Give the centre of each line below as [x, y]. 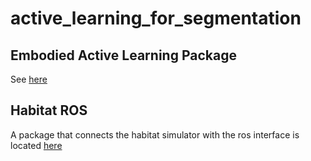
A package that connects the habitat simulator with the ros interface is [155, 134]
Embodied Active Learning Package [123, 55]
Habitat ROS [49, 110]
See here [29, 79]
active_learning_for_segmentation [156, 18]
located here [36, 145]
